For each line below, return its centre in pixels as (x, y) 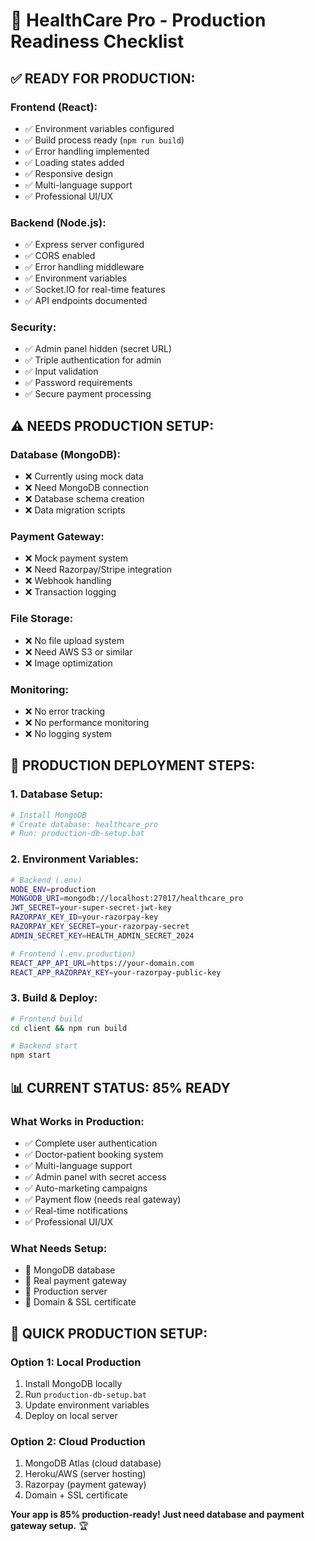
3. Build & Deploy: (54, 998)
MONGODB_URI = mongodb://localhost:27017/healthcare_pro (127, 899)
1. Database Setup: (56, 794)
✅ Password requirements (78, 383)
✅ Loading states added (74, 162)
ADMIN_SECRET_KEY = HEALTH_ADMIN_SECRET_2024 (102, 935)
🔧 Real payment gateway (76, 1281)
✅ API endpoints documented (86, 301)
